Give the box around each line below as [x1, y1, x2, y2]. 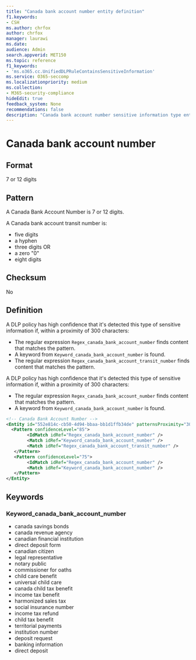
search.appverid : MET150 [6, 52, 66, 58]
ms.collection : [6, 85, 43, 91]
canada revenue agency [14, 529, 73, 536]
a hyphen [14, 238, 37, 245]
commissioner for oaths [14, 566, 72, 573]
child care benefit [14, 572, 57, 579]
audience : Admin [6, 47, 45, 53]
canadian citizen [14, 548, 54, 555]
